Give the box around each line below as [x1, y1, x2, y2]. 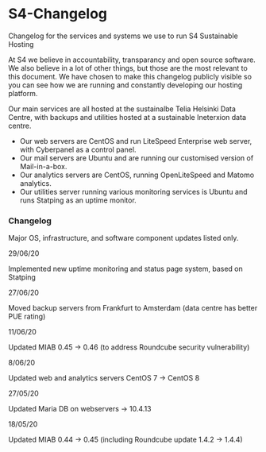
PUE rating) [8, 311, 46, 322]
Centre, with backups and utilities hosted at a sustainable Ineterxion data [8, 112, 246, 122]
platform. [8, 88, 38, 98]
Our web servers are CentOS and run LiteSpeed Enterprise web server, [19, 136, 253, 145]
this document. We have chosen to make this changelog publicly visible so [8, 71, 253, 81]
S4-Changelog [8, 5, 108, 23]
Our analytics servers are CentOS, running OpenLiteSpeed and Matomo [19, 170, 255, 180]
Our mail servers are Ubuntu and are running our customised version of [19, 153, 254, 163]
